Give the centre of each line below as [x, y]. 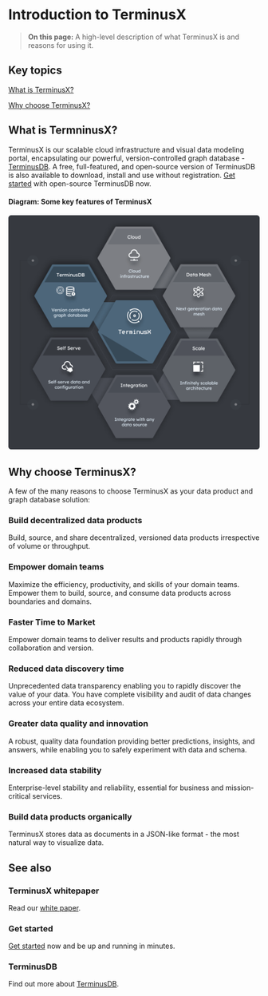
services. [47, 796]
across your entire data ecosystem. [67, 703]
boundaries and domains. [50, 601]
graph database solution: [49, 500]
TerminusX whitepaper [54, 891]
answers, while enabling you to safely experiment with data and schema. [128, 749]
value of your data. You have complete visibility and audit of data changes [130, 694]
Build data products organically [70, 816]
